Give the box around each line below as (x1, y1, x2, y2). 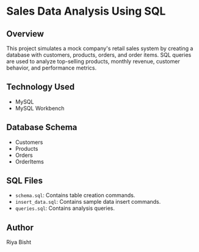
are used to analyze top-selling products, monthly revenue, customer (6, 58, 180, 65)
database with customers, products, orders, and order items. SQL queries (6, 51, 192, 59)
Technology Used (6, 82, 75, 92)
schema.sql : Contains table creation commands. (15, 192, 136, 199)
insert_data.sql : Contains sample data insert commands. (15, 198, 161, 206)
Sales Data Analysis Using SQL (6, 4, 166, 18)
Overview (6, 29, 45, 39)
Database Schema (6, 122, 78, 132)
